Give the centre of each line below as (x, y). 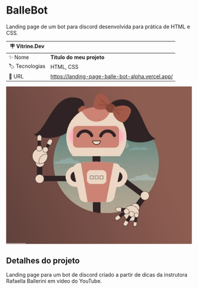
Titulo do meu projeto (77, 57)
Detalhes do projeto (43, 260)
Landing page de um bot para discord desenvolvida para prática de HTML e (98, 27)
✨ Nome (19, 57)
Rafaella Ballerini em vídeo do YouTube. (54, 281)
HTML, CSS (64, 67)
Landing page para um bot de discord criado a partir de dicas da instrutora (97, 275)
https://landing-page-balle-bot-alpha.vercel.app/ (112, 77)
